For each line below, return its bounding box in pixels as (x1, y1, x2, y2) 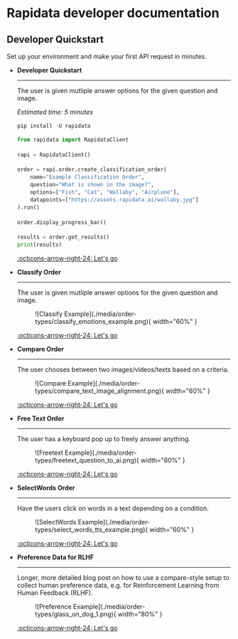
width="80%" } (117, 610, 163, 618)
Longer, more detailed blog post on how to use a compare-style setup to (16, 574, 229, 581)
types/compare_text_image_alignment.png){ (34, 386, 165, 395)
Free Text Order (16, 414, 65, 423)
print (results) (16, 241, 63, 248)
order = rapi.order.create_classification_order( (16, 166, 168, 174)
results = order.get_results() (16, 233, 110, 241)
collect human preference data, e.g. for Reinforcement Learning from (16, 581, 220, 589)
